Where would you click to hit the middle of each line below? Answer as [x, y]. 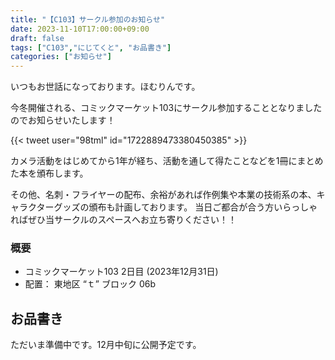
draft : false [37, 38]
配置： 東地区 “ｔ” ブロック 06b [90, 284]
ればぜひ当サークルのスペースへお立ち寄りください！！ [123, 220]
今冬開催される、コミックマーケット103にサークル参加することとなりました [166, 108]
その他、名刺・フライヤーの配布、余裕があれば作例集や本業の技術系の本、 [163, 195]
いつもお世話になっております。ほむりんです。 [105, 87]
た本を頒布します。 [49, 173]
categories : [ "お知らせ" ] [61, 57]
